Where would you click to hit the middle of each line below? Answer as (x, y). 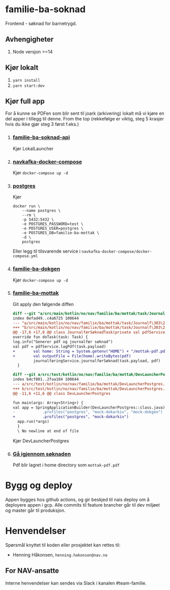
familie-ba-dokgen (36, 269)
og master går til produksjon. (36, 510)
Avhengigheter (29, 39)
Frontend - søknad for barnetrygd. (41, 23)
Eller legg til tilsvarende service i (46, 251)
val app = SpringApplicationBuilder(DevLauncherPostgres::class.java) (89, 408)
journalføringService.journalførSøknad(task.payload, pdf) (97, 361)
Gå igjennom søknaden (42, 454)
